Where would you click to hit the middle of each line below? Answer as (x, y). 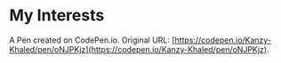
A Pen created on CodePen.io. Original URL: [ (92, 40)
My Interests (57, 16)
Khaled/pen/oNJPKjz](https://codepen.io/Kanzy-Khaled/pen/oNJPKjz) (138, 49)
